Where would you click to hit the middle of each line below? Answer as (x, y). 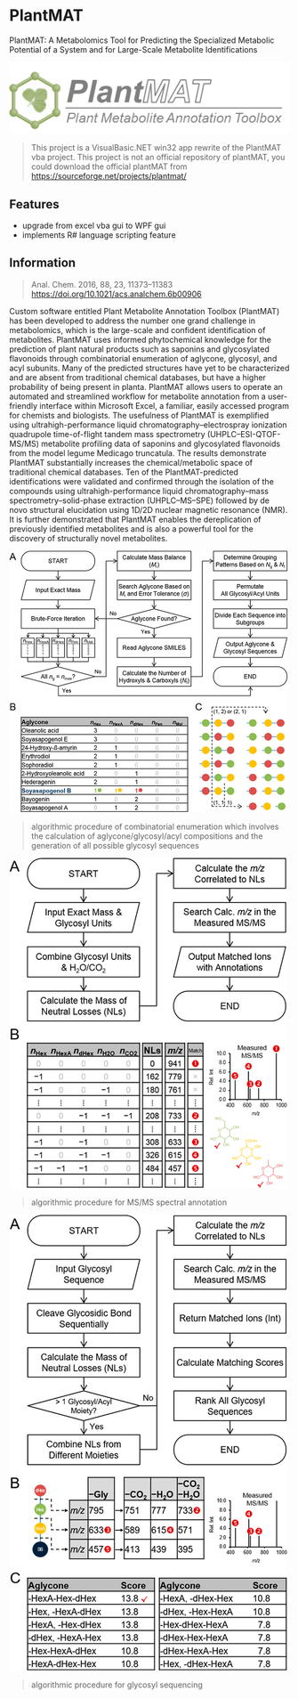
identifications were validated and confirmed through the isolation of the (141, 481)
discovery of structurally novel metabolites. (89, 538)
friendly (24, 405)
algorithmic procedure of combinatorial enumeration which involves (155, 826)
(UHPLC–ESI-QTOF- (244, 434)
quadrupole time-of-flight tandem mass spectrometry (108, 434)
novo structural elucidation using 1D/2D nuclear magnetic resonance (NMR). (149, 509)
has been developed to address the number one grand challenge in (133, 321)
